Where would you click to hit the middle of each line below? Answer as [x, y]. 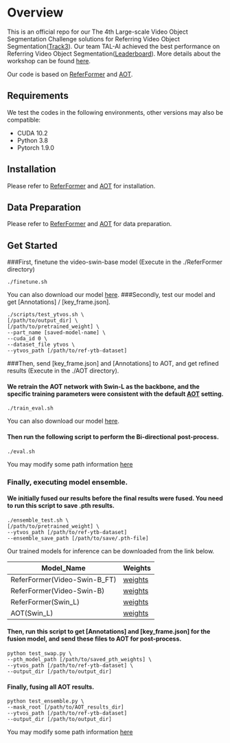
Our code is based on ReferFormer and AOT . [70, 74]
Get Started [32, 245]
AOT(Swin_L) [32, 613]
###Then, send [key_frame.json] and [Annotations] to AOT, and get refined [113, 364]
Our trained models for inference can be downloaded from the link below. [111, 551]
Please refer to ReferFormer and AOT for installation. [81, 186]
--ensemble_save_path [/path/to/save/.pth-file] [78, 538]
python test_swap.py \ [39, 653]
